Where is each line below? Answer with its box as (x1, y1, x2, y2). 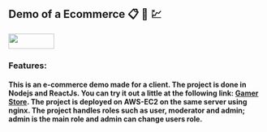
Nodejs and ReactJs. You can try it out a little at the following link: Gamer (8, 88, 259, 98)
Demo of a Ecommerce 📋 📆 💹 (8, 7, 162, 21)
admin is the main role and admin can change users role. (8, 114, 203, 124)
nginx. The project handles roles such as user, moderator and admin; (8, 105, 246, 116)
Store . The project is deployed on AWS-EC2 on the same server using (8, 97, 248, 107)
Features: (8, 60, 47, 71)
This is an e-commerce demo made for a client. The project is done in (8, 80, 247, 90)
